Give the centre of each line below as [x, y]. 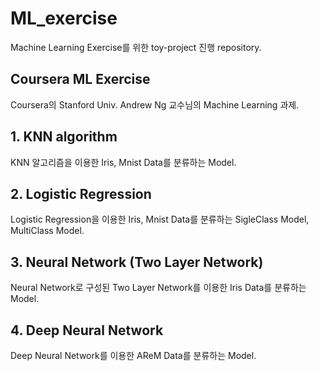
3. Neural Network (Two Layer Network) [137, 262]
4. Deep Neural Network [87, 330]
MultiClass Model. [47, 231]
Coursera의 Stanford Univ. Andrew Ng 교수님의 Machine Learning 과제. [155, 104]
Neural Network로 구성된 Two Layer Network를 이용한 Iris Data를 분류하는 [158, 288]
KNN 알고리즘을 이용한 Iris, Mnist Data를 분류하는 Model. [123, 162]
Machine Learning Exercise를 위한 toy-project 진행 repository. [136, 47]
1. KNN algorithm [64, 137]
